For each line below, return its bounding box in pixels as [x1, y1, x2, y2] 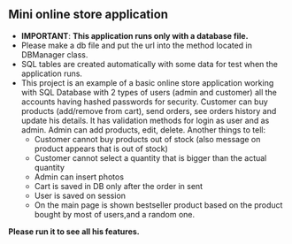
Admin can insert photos [34, 172, 125, 182]
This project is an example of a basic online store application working [20, 77, 274, 88]
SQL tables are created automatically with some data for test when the [20, 58, 279, 69]
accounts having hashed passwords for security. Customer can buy [20, 96, 269, 107]
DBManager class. [20, 49, 88, 60]
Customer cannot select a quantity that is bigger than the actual [34, 152, 267, 163]
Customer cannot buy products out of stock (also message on [34, 133, 261, 144]
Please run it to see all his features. [8, 225, 141, 237]
